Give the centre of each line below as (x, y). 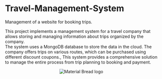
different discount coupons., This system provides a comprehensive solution (81, 57)
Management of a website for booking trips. (49, 22)
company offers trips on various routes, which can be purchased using (75, 52)
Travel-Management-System (65, 8)
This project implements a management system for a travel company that (78, 31)
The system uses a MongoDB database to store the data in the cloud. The (78, 47)
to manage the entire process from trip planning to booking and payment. (78, 62)
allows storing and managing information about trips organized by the (74, 36)
